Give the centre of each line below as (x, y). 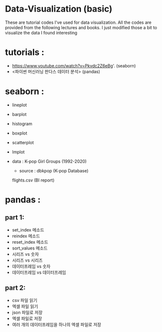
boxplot (20, 133)
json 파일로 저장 (27, 312)
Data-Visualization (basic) (59, 9)
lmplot (18, 152)
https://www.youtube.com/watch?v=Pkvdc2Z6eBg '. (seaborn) (74, 66)
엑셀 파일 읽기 (25, 306)
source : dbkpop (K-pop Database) (54, 170)
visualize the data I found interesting (41, 33)
